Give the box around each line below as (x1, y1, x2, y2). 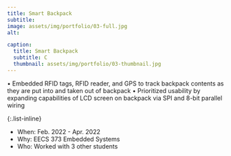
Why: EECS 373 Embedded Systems (16, 135, 120, 143)
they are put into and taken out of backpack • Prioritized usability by (7, 86, 201, 94)
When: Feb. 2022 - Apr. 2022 (16, 127, 101, 135)
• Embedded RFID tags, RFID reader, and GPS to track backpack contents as (7, 79, 225, 88)
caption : (7, 42, 32, 49)
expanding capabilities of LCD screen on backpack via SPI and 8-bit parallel (7, 94, 223, 102)
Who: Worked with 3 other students (16, 142, 118, 151)
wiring (7, 101, 25, 109)
